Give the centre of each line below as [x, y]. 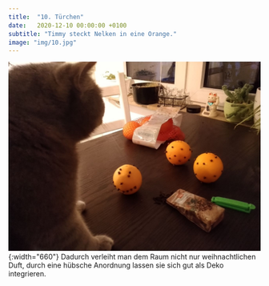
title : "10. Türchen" [46, 17]
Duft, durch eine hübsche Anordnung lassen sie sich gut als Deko [116, 265]
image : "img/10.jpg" [43, 42]
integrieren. [27, 274]
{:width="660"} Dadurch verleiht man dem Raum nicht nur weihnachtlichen [132, 257]
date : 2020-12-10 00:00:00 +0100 [68, 25]
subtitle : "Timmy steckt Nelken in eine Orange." [93, 34]
